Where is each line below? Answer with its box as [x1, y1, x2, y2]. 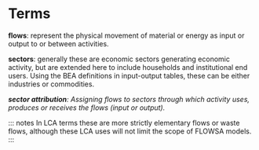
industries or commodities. [8, 79, 95, 89]
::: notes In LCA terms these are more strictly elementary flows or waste [8, 118, 240, 127]
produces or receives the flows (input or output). [8, 103, 166, 112]
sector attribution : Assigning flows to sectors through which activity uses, [8, 94, 250, 104]
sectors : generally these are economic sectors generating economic [8, 54, 230, 64]
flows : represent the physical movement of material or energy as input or [8, 31, 245, 40]
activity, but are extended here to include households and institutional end [8, 62, 248, 71]
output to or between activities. [8, 38, 109, 48]
